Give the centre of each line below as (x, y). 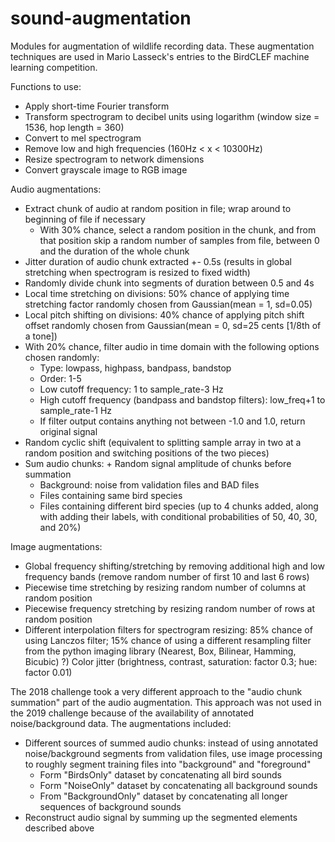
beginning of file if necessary (85, 219)
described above (59, 828)
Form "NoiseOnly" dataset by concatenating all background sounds (178, 785)
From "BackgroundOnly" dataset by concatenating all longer (163, 796)
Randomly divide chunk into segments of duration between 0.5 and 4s (169, 283)
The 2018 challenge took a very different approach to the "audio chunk (156, 691)
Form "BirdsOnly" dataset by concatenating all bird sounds (160, 774)
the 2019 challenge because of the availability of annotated (132, 713)
